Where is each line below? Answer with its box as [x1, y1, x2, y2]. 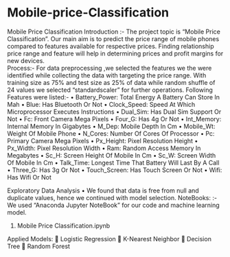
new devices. [7, 56, 45, 64]
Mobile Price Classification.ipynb [16, 221, 111, 230]
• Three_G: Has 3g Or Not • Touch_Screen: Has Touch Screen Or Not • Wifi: [7, 166, 222, 174]
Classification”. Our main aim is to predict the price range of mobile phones [7, 34, 220, 42]
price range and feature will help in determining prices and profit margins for [7, 49, 224, 58]
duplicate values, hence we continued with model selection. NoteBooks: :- [7, 193, 218, 201]
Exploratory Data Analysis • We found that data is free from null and [7, 186, 199, 195]
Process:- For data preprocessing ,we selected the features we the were [7, 64, 212, 72]
